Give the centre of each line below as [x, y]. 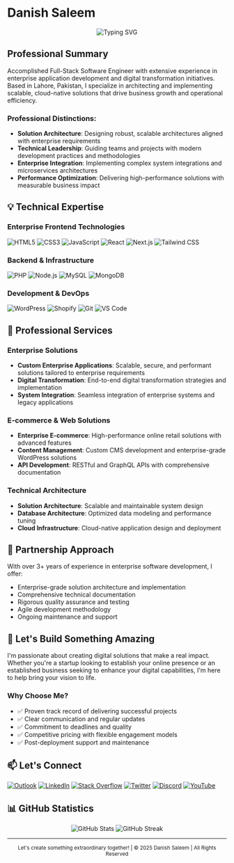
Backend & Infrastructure [51, 260]
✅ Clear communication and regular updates [81, 719]
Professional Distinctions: [52, 118]
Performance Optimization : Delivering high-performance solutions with [120, 178]
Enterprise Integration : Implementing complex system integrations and [119, 163]
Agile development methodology [64, 610]
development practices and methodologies [79, 156]
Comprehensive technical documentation [76, 595]
